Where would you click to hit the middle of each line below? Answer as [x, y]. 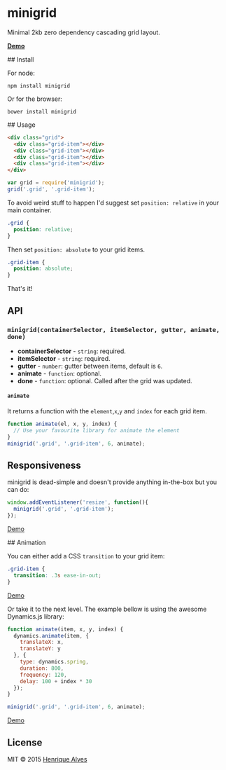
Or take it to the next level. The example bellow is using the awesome [107, 609]
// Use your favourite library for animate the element [97, 430]
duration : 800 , [42, 668]
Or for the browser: [35, 99]
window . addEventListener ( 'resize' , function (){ [78, 502]
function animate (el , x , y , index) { [62, 424]
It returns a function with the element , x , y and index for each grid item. [107, 411]
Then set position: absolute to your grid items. [76, 249]
